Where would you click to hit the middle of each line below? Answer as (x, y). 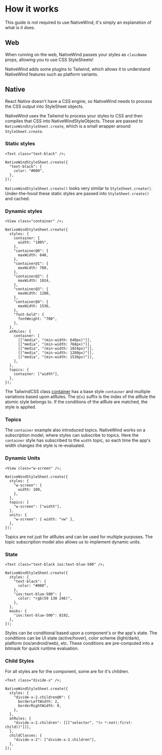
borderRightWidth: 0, (40, 706)
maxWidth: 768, (33, 268)
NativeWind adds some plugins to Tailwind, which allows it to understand (78, 69)
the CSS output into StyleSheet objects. (44, 106)
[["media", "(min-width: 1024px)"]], (56, 349)
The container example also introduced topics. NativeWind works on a (75, 430)
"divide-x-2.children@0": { (42, 697)
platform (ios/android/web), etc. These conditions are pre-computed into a (79, 643)
